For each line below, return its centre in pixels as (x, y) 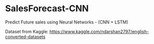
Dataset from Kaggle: (27, 31)
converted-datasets (25, 37)
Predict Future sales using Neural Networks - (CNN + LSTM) (67, 22)
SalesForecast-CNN (47, 9)
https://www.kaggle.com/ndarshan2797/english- (99, 31)
